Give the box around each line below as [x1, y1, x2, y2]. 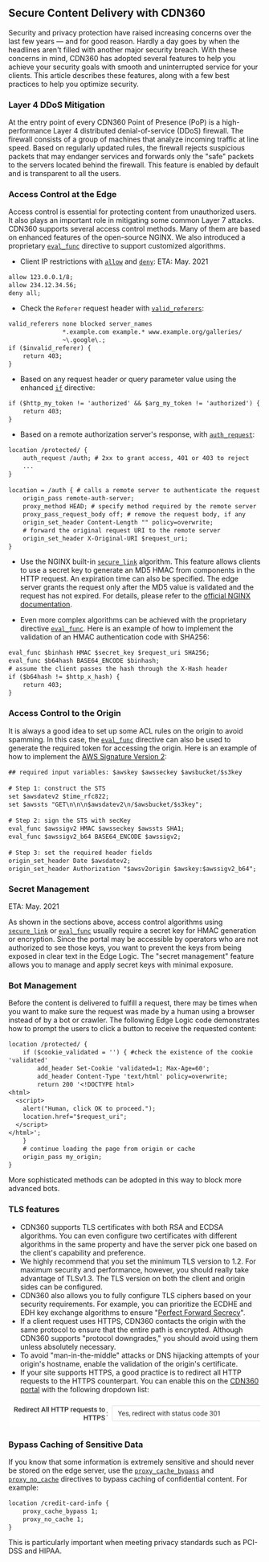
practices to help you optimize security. [8, 79, 139, 88]
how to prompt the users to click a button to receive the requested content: [8, 1024, 257, 1034]
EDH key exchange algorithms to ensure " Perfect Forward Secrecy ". [19, 1307, 246, 1317]
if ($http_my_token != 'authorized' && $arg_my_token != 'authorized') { [8, 400, 261, 408]
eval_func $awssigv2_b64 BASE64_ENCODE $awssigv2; [8, 832, 181, 841]
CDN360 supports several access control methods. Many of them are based [8, 224, 261, 234]
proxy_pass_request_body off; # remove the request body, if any [22, 511, 247, 519]
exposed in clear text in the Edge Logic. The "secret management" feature [8, 952, 255, 960]
